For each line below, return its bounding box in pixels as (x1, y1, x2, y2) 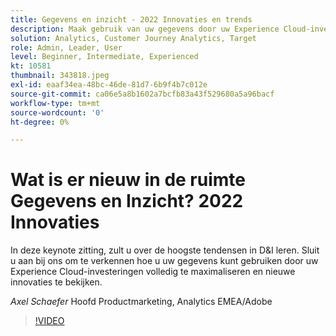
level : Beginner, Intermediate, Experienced (10, 52, 199, 62)
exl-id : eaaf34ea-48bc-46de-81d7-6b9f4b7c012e (10, 80, 208, 90)
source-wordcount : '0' (10, 107, 105, 118)
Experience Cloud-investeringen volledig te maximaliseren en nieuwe (10, 266, 296, 278)
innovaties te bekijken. (10, 276, 103, 288)
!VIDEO (34, 315, 65, 327)
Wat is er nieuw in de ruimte (10, 169, 247, 191)
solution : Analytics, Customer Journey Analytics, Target (10, 33, 257, 43)
